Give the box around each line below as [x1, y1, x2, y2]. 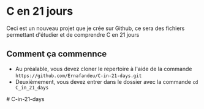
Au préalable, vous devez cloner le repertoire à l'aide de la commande [15, 65, 192, 72]
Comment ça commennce [6, 49, 107, 59]
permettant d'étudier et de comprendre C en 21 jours [6, 31, 140, 38]
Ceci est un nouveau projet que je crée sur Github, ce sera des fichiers [6, 24, 185, 32]
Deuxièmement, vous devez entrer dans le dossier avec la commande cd [15, 78, 198, 85]
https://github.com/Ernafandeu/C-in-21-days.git [15, 72, 142, 79]
